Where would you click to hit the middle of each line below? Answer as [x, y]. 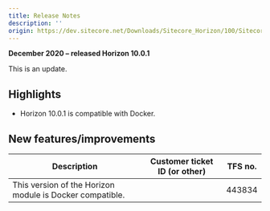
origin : [21, 30]
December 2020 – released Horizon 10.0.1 [79, 54]
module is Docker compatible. [69, 195]
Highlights [35, 94]
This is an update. [38, 69]
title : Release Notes [45, 16]
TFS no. [242, 166]
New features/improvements [82, 138]
